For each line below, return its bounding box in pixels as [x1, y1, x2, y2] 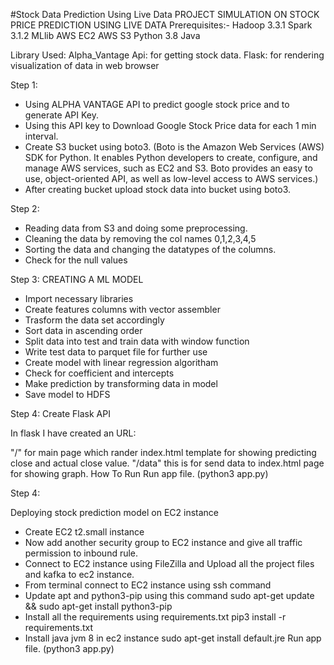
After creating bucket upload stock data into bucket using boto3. [24, 184, 292, 195]
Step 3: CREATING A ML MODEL [10, 274, 144, 285]
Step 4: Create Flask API [10, 408, 111, 419]
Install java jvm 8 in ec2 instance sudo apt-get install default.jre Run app [24, 632, 322, 644]
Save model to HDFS [24, 389, 111, 400]
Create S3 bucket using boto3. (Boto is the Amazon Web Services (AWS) [24, 141, 325, 153]
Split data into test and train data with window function [24, 335, 250, 347]
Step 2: [10, 203, 40, 214]
